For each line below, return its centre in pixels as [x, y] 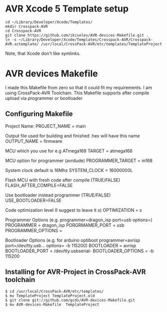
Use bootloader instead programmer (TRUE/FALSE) [58, 195]
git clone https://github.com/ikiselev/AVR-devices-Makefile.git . [77, 35]
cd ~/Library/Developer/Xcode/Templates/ [49, 22]
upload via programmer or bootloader [44, 98]
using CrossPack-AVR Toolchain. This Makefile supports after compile [77, 93]
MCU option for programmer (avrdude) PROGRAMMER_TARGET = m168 [79, 161]
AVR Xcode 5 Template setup [67, 9]
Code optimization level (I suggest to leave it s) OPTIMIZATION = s [73, 210]
